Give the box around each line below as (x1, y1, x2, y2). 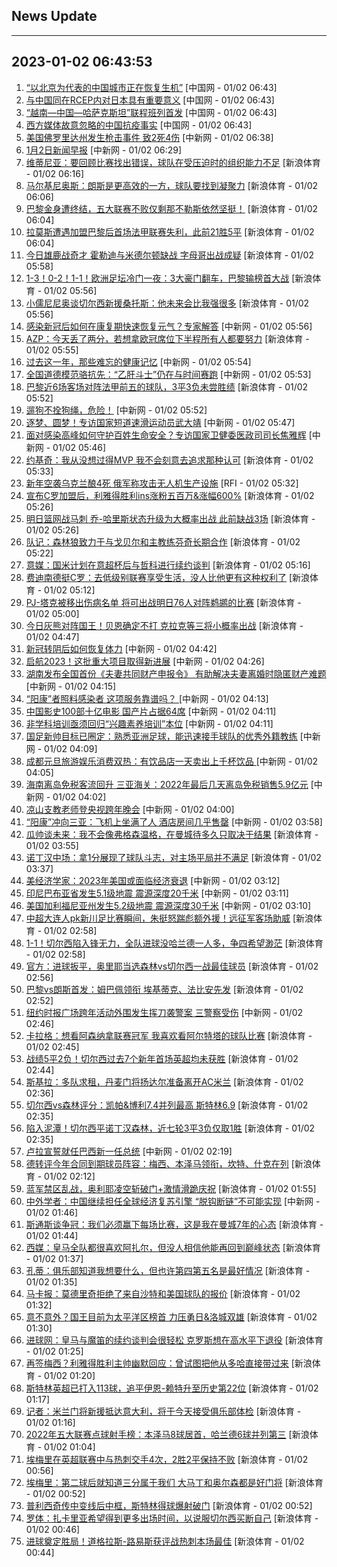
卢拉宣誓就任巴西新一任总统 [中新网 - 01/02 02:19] (25, 1145, 233, 1157)
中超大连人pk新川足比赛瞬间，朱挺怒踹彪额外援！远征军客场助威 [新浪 (25, 912, 314, 924)
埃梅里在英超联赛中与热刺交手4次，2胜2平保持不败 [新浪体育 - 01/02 (25, 1453, 309, 1465)
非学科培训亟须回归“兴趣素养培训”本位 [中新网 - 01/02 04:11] (25, 717, 274, 729)
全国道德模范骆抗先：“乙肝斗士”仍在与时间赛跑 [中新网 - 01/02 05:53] (25, 368, 312, 380)
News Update (11, 8, 98, 25)
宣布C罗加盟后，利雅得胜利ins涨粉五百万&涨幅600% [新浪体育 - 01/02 (25, 489, 315, 501)
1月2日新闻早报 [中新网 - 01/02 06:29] (25, 144, 183, 156)
